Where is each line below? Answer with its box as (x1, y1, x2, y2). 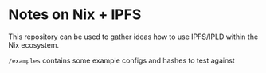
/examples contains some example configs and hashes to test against (8, 56, 235, 65)
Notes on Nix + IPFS (8, 6, 142, 24)
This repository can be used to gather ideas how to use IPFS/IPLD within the (8, 32, 259, 41)
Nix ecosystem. (8, 40, 60, 49)
